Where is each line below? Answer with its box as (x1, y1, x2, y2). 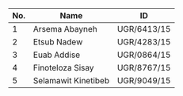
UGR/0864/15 (116, 49, 171, 60)
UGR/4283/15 (116, 36, 171, 47)
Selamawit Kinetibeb (32, 75, 109, 86)
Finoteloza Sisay (32, 63, 94, 73)
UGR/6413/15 (116, 24, 171, 34)
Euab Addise (32, 49, 81, 60)
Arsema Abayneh (32, 24, 97, 34)
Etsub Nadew (32, 36, 83, 47)
